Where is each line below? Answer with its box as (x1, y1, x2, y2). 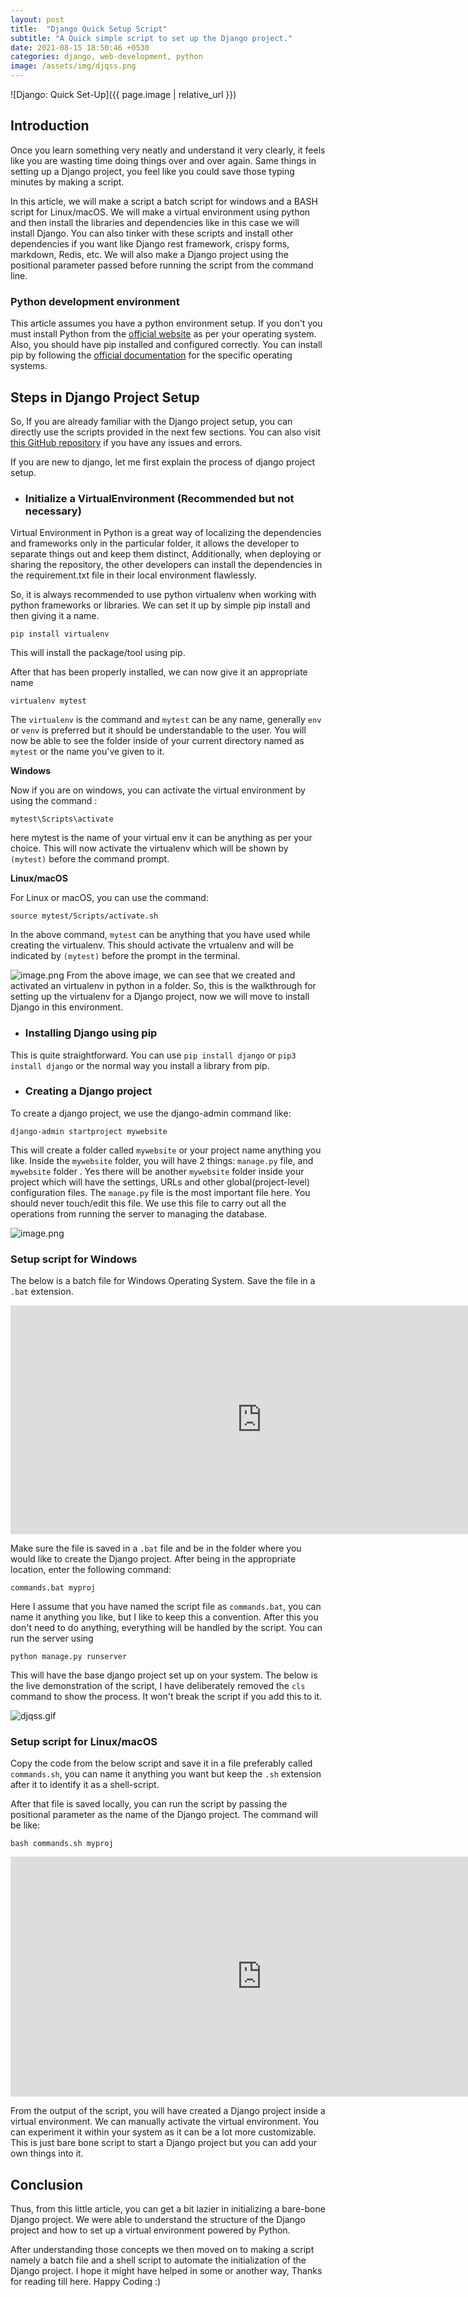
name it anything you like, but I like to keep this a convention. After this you (10, 1611, 319, 1623)
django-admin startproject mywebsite (10, 1126, 168, 1136)
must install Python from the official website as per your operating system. (10, 328, 317, 340)
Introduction (10, 117, 90, 135)
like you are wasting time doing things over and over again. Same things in (10, 154, 317, 166)
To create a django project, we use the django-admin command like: (10, 1107, 292, 1119)
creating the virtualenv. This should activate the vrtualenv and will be (10, 939, 294, 951)
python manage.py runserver (10, 1652, 128, 1662)
